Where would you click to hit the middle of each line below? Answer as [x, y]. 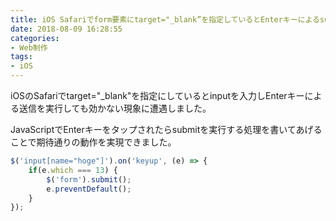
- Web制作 [29, 47]
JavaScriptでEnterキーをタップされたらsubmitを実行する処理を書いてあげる [166, 129]
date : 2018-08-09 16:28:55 [66, 29]
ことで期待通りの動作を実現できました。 [93, 142]
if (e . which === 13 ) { [73, 170]
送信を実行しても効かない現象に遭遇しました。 [115, 108]
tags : [21, 57]
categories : [35, 38]
